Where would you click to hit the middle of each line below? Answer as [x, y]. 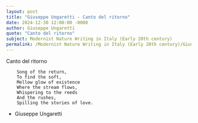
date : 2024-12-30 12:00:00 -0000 [47, 22]
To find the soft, [39, 77]
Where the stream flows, [47, 87]
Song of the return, [42, 72]
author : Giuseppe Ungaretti [41, 28]
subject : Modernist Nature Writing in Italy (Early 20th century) [89, 39]
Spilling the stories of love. [55, 103]
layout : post [22, 11]
